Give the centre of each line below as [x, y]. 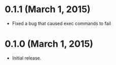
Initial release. [27, 58]
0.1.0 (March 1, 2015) [49, 44]
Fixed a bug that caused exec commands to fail [61, 23]
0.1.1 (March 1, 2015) [48, 9]
